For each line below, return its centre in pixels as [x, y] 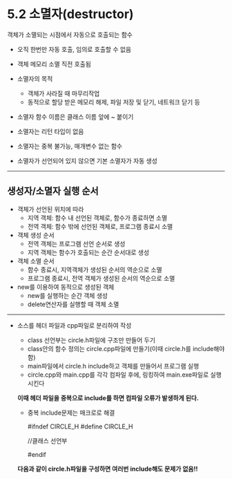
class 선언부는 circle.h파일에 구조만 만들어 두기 [91, 340]
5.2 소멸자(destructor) [70, 14]
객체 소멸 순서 [36, 261]
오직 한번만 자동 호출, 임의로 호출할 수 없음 [74, 49]
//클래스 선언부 [47, 440]
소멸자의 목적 [35, 78]
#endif [37, 454]
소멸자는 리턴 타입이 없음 [50, 131]
